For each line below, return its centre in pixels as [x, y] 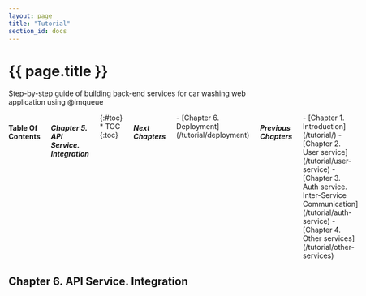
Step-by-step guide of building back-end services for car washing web [127, 93]
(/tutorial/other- [329, 247]
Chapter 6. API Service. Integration [98, 281]
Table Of [23, 127]
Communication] [331, 204]
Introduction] [325, 127]
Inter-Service [325, 195]
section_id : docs [38, 31]
